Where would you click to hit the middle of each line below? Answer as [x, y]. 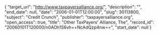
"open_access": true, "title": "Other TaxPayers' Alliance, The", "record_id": [79, 22]
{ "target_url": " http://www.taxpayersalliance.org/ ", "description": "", [73, 7]
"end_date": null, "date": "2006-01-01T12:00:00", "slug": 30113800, [72, 12]
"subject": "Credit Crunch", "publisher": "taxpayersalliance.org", [69, 17]
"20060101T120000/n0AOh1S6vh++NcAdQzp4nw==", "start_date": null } [78, 27]
